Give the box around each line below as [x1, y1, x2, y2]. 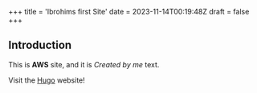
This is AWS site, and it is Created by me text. [8, 59, 160, 69]
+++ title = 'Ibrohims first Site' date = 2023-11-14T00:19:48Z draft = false [8, 7, 250, 16]
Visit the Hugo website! [8, 75, 86, 85]
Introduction [8, 38, 72, 52]
